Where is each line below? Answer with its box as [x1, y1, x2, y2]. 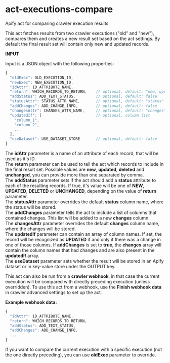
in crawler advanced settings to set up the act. [5, 289, 102, 295]
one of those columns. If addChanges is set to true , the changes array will [5, 242, 162, 248]
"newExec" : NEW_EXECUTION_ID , [10, 80, 73, 85]
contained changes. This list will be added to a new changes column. [5, 214, 150, 221]
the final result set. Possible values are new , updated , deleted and [5, 166, 144, 172]
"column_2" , [14, 122, 39, 127]
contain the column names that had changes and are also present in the [5, 247, 155, 253]
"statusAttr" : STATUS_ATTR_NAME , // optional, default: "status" [10, 99, 164, 104]
